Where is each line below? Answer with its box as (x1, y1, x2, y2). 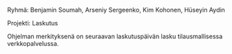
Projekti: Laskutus (7, 19, 58, 27)
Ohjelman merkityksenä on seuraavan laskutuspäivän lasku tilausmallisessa (7, 32, 223, 40)
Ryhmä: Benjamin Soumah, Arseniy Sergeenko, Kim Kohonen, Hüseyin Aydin (7, 6, 225, 14)
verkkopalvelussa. (7, 40, 59, 47)
